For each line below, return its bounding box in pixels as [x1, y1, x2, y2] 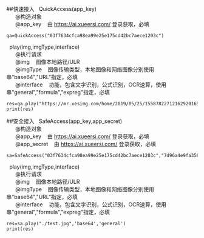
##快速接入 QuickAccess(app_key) [6, 5, 97, 12]
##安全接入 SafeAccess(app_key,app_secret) [6, 117, 123, 125]
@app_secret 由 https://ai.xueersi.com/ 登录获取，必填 [15, 141, 157, 147]
